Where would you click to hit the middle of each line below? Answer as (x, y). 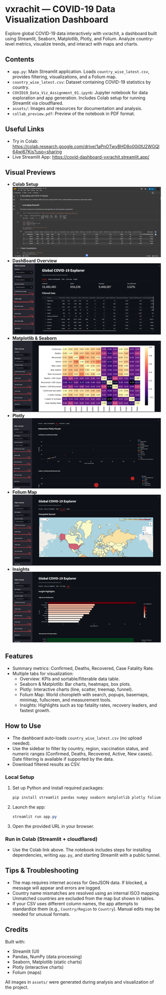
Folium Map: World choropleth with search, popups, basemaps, (84, 694)
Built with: (15, 941)
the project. (17, 987)
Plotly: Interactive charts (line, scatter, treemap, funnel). (76, 689)
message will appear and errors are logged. (57, 887)
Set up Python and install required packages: (58, 788)
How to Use (23, 726)
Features (19, 656)
